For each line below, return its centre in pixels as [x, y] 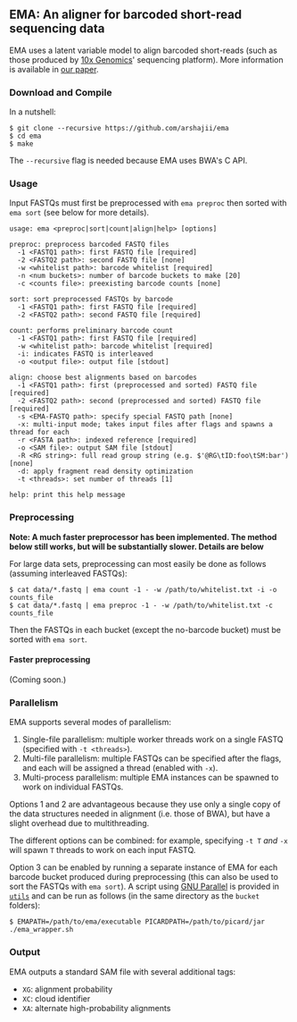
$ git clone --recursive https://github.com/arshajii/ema [119, 129]
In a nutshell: [33, 112]
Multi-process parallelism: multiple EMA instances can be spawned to [150, 778]
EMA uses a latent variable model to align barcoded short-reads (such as [144, 50]
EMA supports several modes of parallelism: [90, 722]
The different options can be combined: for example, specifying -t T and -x [148, 840]
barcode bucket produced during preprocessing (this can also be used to [144, 877]
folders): [25, 906]
